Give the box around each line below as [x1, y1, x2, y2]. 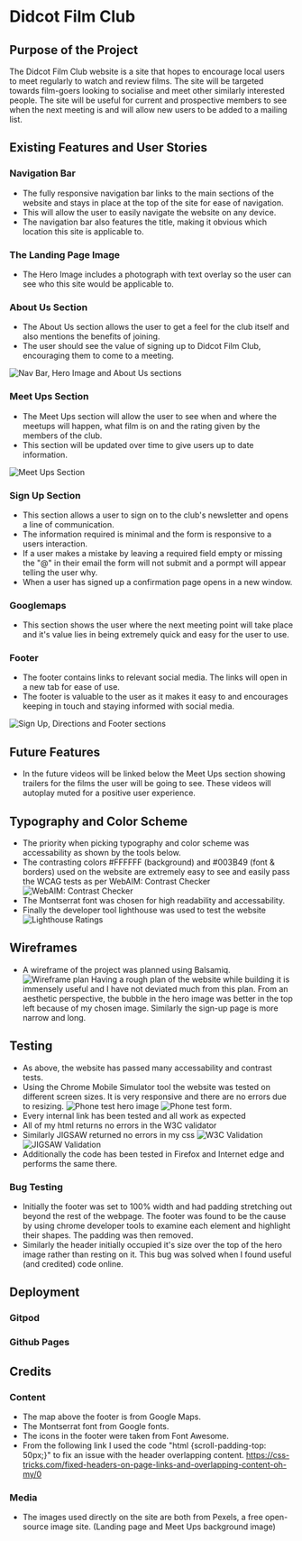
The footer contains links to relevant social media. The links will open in [22, 672, 288, 683]
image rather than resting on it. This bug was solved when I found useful [22, 1249, 292, 1260]
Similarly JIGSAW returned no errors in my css [22, 1129, 196, 1140]
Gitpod [9, 1312, 41, 1325]
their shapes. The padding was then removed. [22, 1230, 194, 1241]
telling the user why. [22, 566, 98, 578]
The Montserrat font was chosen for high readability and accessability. [22, 895, 286, 906]
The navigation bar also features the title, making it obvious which [22, 216, 268, 227]
